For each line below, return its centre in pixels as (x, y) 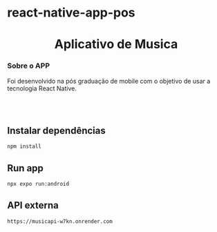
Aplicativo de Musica (116, 45)
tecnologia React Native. (42, 88)
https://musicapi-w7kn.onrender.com (60, 221)
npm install (24, 146)
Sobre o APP (29, 66)
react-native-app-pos (72, 13)
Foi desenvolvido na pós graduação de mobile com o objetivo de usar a (109, 81)
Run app (25, 168)
